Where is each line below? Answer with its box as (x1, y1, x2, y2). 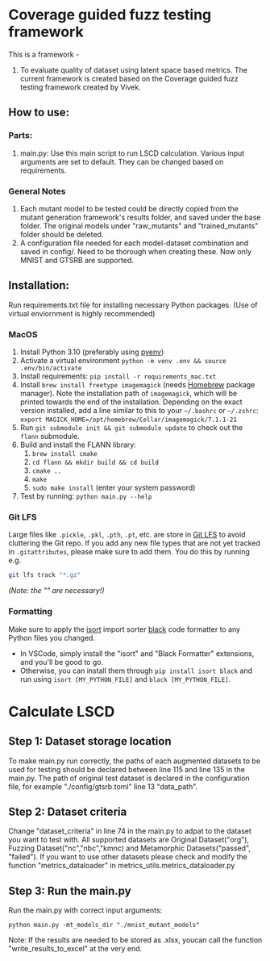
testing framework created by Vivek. (19, 82, 141, 92)
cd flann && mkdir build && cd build (31, 458, 160, 467)
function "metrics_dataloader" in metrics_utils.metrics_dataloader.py (8, 861, 235, 871)
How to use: (8, 106, 70, 119)
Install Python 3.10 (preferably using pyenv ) (19, 347, 164, 357)
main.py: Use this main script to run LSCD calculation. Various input (19, 148, 245, 158)
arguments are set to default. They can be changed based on (19, 157, 224, 166)
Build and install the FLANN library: (19, 440, 137, 449)
